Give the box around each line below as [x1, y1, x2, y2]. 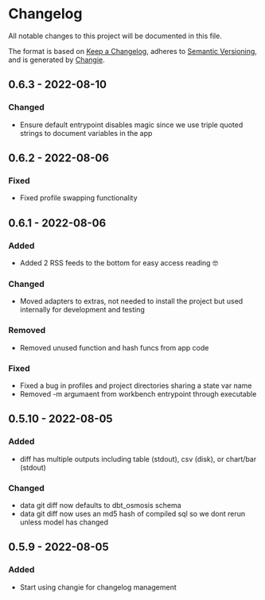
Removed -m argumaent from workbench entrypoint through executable [19, 389, 257, 398]
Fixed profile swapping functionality [19, 193, 138, 203]
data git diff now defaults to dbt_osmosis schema [19, 500, 181, 509]
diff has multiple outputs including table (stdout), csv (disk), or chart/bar [19, 454, 257, 463]
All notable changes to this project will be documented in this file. [8, 31, 223, 41]
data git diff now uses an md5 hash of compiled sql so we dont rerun [19, 509, 246, 518]
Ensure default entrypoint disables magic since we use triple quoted [19, 120, 244, 130]
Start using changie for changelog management [19, 582, 177, 592]
